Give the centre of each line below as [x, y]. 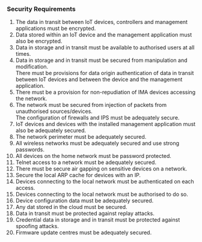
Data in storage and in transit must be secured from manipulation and [102, 60]
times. [23, 54]
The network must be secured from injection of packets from [91, 105]
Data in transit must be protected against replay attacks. [85, 213]
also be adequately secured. [51, 130]
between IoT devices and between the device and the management [99, 79]
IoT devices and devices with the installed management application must [106, 124]
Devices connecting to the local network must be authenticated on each [105, 181]
